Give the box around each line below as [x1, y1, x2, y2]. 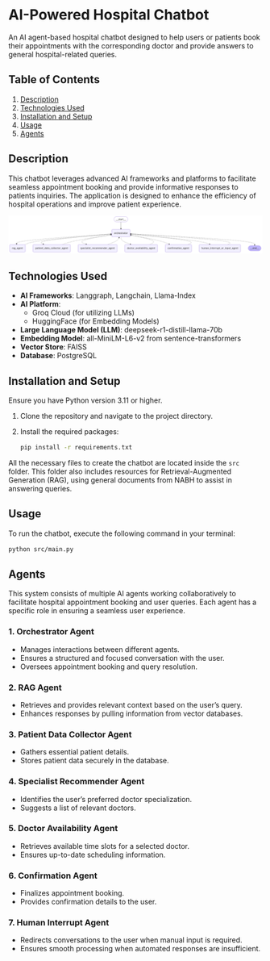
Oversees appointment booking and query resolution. [19, 662, 197, 671]
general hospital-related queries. [8, 49, 117, 59]
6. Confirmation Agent [8, 870, 98, 881]
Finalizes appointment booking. [19, 888, 125, 898]
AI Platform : [19, 299, 61, 309]
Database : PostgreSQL [19, 351, 98, 361]
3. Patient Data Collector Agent [8, 729, 132, 740]
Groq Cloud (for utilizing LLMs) [31, 308, 135, 318]
